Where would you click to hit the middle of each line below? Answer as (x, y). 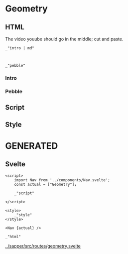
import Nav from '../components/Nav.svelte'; (62, 180)
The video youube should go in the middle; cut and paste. (64, 39)
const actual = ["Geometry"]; (46, 184)
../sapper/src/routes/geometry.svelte (43, 246)
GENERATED (32, 146)
